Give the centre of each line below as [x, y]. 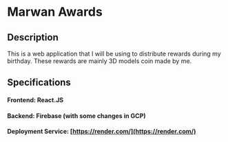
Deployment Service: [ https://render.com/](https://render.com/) [102, 132]
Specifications [39, 83]
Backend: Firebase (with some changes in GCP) [76, 116]
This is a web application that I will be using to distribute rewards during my [114, 54]
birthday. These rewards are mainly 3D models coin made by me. [100, 61]
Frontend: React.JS [35, 99]
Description [33, 37]
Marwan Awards [55, 12]
